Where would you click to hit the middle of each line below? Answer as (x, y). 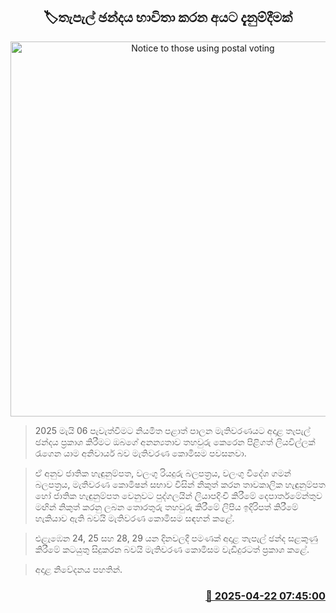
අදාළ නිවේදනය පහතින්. (78, 569)
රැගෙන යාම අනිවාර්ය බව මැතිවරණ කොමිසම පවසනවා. (140, 453)
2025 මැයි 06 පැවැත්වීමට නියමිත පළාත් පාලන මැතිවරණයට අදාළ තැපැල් (172, 430)
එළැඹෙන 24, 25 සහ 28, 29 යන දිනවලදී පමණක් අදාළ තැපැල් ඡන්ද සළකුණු (176, 538)
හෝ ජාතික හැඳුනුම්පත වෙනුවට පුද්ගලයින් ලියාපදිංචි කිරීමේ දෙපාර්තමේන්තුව (178, 495)
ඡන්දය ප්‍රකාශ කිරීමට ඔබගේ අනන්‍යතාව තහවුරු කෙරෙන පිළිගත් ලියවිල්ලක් (175, 441)
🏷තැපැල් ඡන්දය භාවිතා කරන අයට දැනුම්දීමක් (168, 17)
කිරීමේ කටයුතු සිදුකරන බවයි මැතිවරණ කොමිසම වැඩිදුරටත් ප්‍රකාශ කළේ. (172, 549)
